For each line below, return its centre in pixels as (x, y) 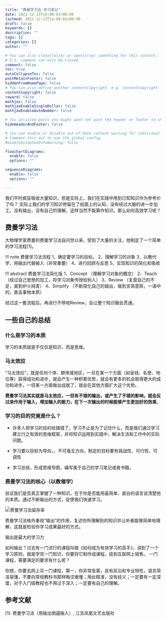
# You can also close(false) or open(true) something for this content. (82, 56)
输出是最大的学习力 (25, 537)
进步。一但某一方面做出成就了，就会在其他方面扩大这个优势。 (76, 385)
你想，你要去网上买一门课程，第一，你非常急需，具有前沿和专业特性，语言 (81, 571)
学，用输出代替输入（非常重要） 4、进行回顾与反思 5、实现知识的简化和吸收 (83, 263)
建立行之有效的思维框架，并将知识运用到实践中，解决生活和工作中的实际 (86, 434)
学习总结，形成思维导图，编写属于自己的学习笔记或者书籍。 (73, 467)
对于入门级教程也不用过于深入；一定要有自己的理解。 (68, 583)
